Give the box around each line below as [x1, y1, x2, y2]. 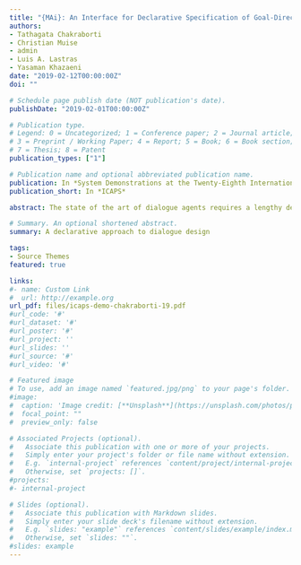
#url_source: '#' [9, 352, 74, 361]
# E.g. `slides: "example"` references [9, 526, 167, 535]
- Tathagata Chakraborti [9, 30, 102, 39]
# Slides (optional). [9, 500, 90, 509]
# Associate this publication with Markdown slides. [9, 508, 219, 517]
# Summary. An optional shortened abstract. [9, 219, 178, 229]
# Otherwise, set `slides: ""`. [9, 534, 139, 543]
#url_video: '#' [9, 360, 70, 369]
